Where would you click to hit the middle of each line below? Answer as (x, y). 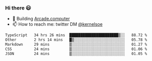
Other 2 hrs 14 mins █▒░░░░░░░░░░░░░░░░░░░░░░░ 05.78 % (76, 40)
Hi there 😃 (18, 8)
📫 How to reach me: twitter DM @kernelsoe (57, 24)
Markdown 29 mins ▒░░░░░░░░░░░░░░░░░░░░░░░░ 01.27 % (76, 45)
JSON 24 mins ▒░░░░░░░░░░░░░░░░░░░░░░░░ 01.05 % (76, 54)
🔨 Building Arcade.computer (41, 19)
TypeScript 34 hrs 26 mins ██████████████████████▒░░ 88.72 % (76, 35)
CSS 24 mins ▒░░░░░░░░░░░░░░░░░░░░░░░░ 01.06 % (76, 49)
